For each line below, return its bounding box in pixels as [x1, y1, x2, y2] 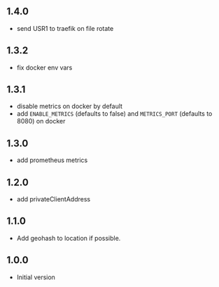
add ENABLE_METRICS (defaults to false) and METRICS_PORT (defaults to [16, 109, 213, 118]
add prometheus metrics [16, 156, 88, 164]
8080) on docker [16, 117, 66, 126]
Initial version [16, 273, 55, 281]
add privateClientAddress [16, 195, 91, 203]
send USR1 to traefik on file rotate [16, 24, 114, 32]
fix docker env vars [16, 63, 73, 72]
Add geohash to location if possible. [16, 234, 121, 242]
